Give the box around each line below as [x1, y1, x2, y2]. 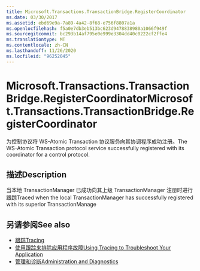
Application [14, 251, 44, 258]
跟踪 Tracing [14, 237, 45, 244]
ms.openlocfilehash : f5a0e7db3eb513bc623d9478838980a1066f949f [6, 25, 168, 32]
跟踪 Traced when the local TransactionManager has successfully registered [6, 194, 193, 201]
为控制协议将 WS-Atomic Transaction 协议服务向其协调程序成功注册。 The [6, 138, 187, 145]
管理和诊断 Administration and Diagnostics [14, 258, 119, 265]
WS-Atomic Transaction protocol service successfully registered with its [6, 144, 184, 151]
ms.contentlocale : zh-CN [6, 42, 68, 48]
